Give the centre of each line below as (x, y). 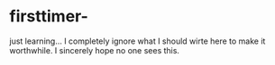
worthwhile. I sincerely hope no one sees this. (95, 50)
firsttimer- (49, 16)
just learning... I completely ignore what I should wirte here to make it (137, 41)
